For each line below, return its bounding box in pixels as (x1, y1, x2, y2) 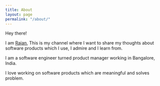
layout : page (5, 12, 33, 17)
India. (5, 60, 17, 66)
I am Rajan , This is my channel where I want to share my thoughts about (5, 40, 154, 46)
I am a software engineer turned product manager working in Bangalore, (5, 55, 155, 61)
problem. (5, 75, 24, 81)
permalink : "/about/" (5, 16, 51, 21)
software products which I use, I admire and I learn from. (5, 45, 123, 51)
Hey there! (5, 30, 27, 36)
